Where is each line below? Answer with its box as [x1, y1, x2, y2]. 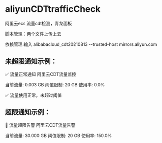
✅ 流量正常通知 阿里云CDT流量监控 [5, 71, 76, 77]
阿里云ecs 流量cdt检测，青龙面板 [5, 20, 72, 26]
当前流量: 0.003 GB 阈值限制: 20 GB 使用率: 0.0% [5, 81, 105, 87]
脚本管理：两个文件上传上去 [5, 31, 62, 36]
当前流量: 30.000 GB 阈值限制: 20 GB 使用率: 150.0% [5, 132, 112, 139]
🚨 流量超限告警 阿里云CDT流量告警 [5, 122, 76, 128]
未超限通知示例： [5, 57, 57, 66]
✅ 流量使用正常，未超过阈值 [5, 92, 62, 98]
